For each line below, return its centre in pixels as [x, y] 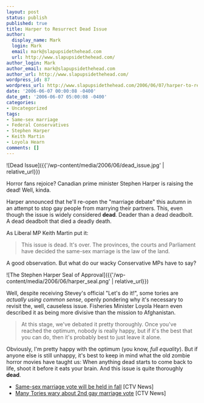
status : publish [27, 18]
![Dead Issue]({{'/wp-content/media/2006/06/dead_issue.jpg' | [85, 165]
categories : [21, 102]
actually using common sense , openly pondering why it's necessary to [95, 300]
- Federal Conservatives [38, 125]
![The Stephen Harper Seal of [43, 275]
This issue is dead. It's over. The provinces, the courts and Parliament [108, 245]
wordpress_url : [25, 86]
